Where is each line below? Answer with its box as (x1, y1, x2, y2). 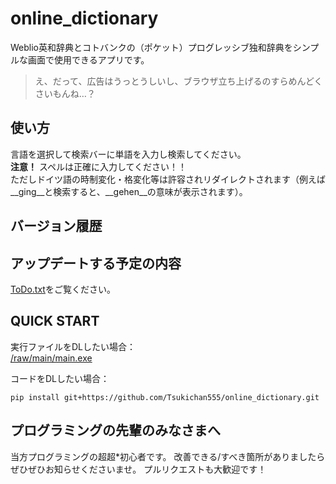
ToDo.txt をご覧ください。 (10, 283, 116, 295)
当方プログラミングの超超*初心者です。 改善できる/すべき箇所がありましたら (10, 450, 326, 462)
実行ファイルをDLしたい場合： (10, 340, 137, 352)
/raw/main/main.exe (10, 352, 93, 364)
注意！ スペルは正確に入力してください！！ (10, 160, 188, 172)
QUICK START (10, 313, 100, 330)
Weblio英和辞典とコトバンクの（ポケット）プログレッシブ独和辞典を (10, 41, 293, 53)
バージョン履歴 (10, 218, 103, 235)
